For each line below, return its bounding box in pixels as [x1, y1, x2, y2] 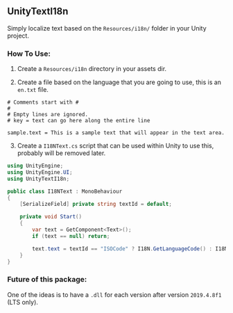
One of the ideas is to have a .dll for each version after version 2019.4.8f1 [7, 290, 222, 298]
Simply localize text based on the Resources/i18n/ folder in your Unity [7, 24, 207, 32]
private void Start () [19, 214, 82, 220]
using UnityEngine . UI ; [7, 168, 73, 176]
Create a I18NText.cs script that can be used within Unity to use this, [17, 142, 214, 150]
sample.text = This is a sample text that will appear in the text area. [7, 129, 225, 136]
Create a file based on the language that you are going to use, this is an [17, 78, 222, 86]
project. [7, 31, 30, 40]
